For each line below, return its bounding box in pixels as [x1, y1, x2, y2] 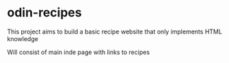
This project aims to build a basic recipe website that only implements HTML [7, 27, 222, 36]
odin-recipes [7, 5, 82, 21]
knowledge [7, 34, 39, 42]
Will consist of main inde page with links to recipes [7, 48, 150, 56]
